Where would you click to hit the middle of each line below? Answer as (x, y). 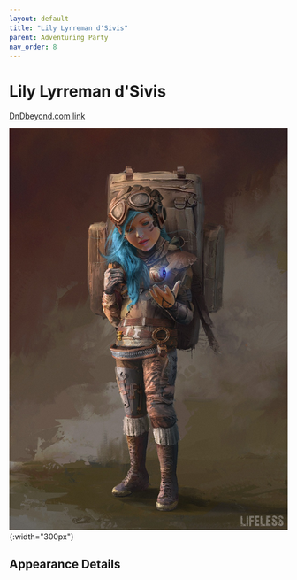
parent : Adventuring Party (59, 37)
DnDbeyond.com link (47, 116)
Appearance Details (65, 565)
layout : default (39, 19)
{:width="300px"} (42, 537)
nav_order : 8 (33, 47)
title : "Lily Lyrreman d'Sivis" (69, 28)
